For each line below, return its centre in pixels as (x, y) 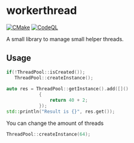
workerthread (42, 11)
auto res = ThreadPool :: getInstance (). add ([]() (68, 89)
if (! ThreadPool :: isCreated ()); (46, 72)
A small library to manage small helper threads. (65, 39)
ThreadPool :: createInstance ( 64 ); (49, 134)
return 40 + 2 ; (69, 101)
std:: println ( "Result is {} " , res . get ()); (61, 111)
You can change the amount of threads (55, 123)
